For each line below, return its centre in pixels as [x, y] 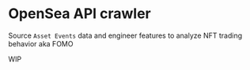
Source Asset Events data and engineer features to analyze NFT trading [125, 35]
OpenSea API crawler [80, 14]
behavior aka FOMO [41, 43]
